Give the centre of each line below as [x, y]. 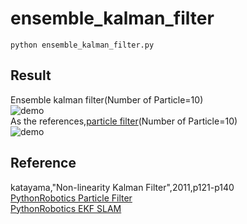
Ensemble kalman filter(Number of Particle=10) [107, 99]
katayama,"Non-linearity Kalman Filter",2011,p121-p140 [122, 187]
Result [31, 75]
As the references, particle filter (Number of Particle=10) [124, 121]
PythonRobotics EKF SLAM [66, 208]
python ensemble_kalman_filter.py [82, 45]
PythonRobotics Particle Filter [71, 198]
